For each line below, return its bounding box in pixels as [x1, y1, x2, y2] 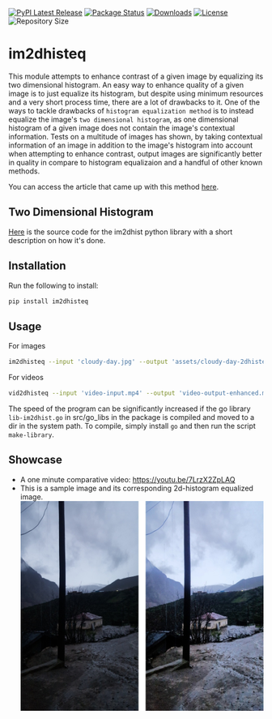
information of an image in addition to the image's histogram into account [8, 140, 253, 150]
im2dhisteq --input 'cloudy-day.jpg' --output [8, 357, 168, 366]
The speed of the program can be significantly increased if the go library [8, 404, 251, 413]
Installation [8, 259, 66, 273]
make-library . [8, 430, 54, 439]
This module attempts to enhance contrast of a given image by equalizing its [8, 71, 264, 81]
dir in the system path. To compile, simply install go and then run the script [8, 422, 257, 430]
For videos [8, 373, 45, 383]
